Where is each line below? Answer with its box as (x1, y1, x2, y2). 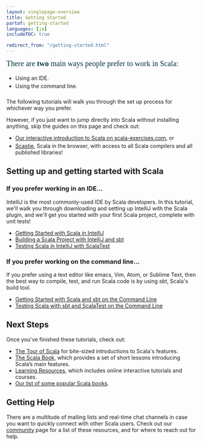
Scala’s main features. (15, 360, 70, 367)
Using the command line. (15, 82, 77, 90)
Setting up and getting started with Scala (6, 166, 164, 176)
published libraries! (15, 149, 64, 156)
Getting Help (6, 398, 55, 408)
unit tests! (6, 218, 31, 225)
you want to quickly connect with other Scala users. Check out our (6, 419, 172, 427)
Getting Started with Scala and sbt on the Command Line (15, 295, 157, 303)
